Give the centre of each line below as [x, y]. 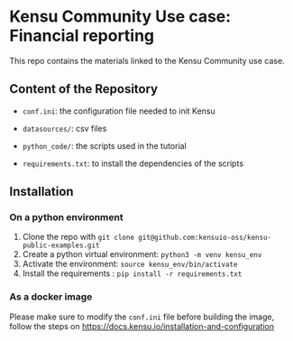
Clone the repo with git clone [78, 237]
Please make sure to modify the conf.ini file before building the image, [142, 317]
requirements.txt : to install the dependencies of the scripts [133, 163]
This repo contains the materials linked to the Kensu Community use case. [147, 60]
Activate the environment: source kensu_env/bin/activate [130, 264]
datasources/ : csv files [64, 128]
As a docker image [51, 297]
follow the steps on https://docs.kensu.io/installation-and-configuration [142, 326]
